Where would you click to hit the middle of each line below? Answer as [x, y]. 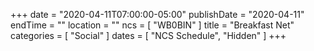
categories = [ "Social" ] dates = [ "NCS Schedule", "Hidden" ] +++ [148, 35]
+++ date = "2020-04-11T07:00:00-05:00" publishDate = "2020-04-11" [157, 14]
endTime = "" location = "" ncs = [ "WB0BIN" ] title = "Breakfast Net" [152, 25]
